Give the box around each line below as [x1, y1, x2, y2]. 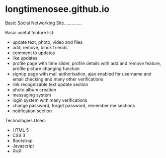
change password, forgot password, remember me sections [12, 102, 135, 108]
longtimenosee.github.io [5, 3, 110, 15]
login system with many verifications [12, 97, 88, 103]
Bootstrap [12, 138, 33, 144]
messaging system [12, 92, 51, 98]
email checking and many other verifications [12, 76, 103, 82]
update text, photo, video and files [12, 39, 83, 45]
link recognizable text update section [12, 81, 88, 87]
